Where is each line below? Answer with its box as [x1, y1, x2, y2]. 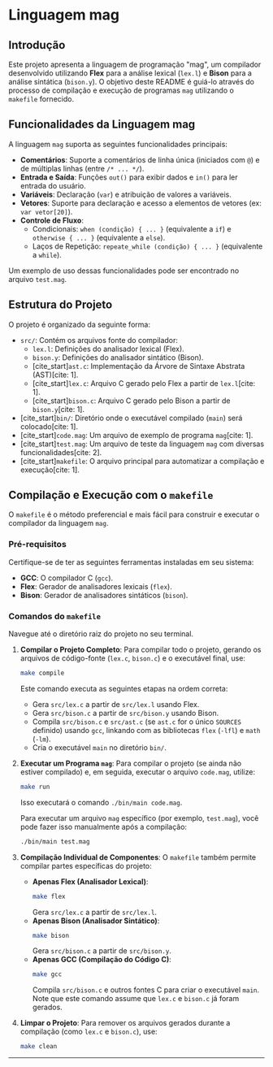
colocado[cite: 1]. [19, 421, 79, 432]
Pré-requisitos [8, 539, 67, 550]
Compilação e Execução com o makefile [8, 488, 214, 502]
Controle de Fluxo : [19, 215, 84, 225]
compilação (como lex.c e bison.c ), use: [19, 1026, 158, 1037]
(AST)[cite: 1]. [32, 370, 79, 380]
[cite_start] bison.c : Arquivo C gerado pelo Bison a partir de [32, 396, 231, 406]
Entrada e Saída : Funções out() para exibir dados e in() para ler [19, 172, 238, 182]
